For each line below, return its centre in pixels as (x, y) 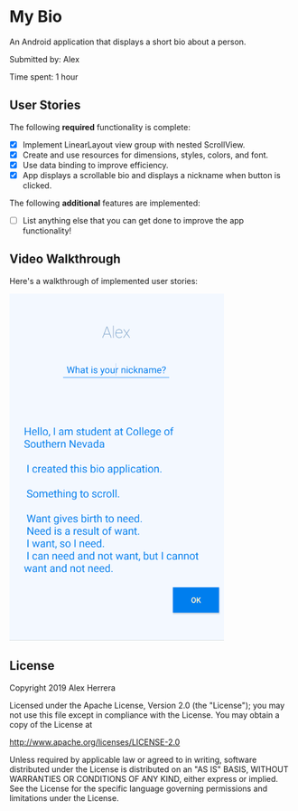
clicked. (37, 186)
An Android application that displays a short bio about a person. (128, 42)
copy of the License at (51, 724)
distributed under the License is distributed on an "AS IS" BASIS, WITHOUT (149, 769)
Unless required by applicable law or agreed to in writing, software (133, 759)
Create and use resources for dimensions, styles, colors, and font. (145, 155)
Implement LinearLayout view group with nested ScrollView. (134, 144)
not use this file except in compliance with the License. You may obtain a (144, 715)
